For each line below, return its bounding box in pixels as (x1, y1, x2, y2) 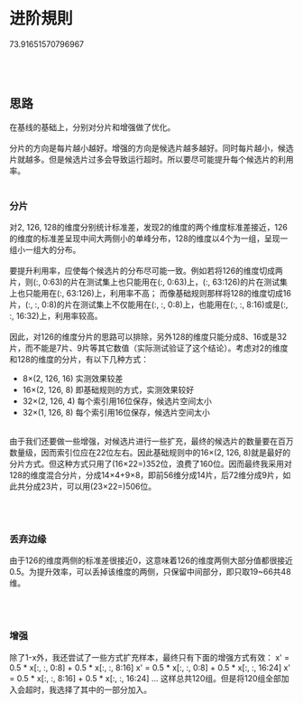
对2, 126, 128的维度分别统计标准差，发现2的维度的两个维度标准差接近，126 (9, 222, 289, 233)
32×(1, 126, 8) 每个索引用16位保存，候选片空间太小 (22, 408, 210, 418)
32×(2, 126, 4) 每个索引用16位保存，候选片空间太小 (22, 396, 212, 407)
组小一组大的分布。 (9, 245, 81, 256)
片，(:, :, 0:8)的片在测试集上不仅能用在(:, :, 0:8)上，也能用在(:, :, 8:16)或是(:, (9, 299, 289, 310)
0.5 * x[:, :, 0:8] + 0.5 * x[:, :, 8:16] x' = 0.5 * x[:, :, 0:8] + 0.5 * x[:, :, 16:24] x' (9, 661, 291, 673)
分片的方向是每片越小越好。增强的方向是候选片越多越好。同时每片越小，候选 (9, 142, 294, 154)
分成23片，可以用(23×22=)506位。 (24, 481, 157, 492)
